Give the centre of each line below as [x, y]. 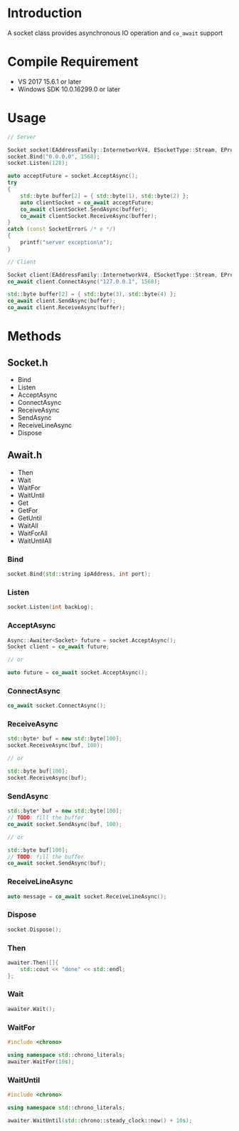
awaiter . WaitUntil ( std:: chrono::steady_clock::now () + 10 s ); [100, 1120]
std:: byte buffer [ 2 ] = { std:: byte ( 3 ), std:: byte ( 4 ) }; [92, 294]
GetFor [28, 510]
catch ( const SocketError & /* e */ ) [62, 229]
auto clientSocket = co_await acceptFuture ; [87, 202]
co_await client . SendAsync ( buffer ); [62, 301]
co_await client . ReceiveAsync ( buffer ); [67, 308]
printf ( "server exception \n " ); [67, 243]
